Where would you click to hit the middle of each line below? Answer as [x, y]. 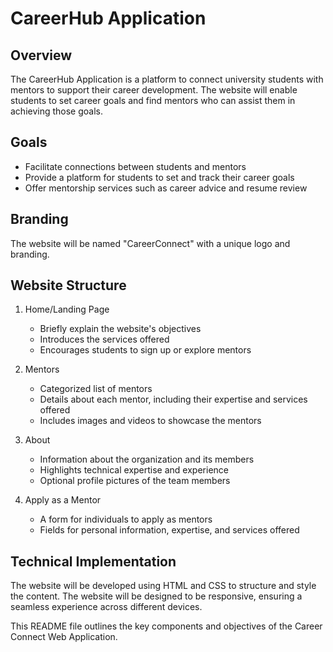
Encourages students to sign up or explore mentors [145, 350]
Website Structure [68, 285]
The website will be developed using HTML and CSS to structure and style [163, 586]
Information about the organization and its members [147, 459]
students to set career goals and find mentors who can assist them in [153, 100]
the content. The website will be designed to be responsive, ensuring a [156, 596]
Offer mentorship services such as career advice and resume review [166, 188]
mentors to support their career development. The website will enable [154, 90]
